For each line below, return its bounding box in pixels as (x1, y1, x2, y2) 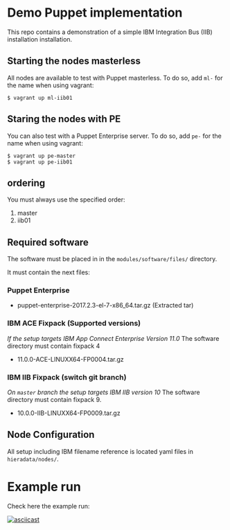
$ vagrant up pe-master (7, 152, 76, 159)
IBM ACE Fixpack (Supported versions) (7, 319, 141, 328)
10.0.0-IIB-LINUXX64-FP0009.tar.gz (17, 409, 121, 417)
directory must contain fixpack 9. (7, 396, 102, 404)
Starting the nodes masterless (7, 55, 141, 67)
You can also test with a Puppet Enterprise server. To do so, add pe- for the (7, 132, 222, 140)
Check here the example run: (7, 502, 90, 510)
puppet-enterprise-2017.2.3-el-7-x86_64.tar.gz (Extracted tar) (17, 301, 194, 310)
